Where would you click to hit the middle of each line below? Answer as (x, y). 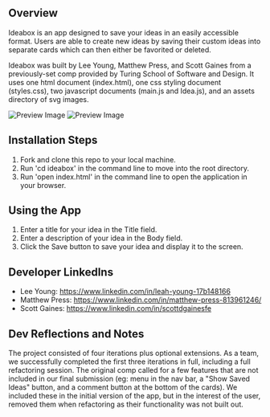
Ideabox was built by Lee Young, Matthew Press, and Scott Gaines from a (130, 65)
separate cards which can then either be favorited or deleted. (110, 49)
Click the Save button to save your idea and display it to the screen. (131, 247)
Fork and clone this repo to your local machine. (98, 159)
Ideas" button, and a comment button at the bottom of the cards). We (123, 387)
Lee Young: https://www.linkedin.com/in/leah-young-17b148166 (125, 292)
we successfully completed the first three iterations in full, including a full (129, 362)
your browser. (43, 185)
